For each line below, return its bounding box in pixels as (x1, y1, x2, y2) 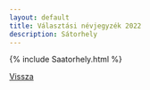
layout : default (9, 12, 70, 22)
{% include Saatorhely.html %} (9, 54, 123, 65)
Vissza (9, 71, 34, 82)
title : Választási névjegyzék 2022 (9, 21, 142, 30)
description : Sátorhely (9, 29, 98, 38)
